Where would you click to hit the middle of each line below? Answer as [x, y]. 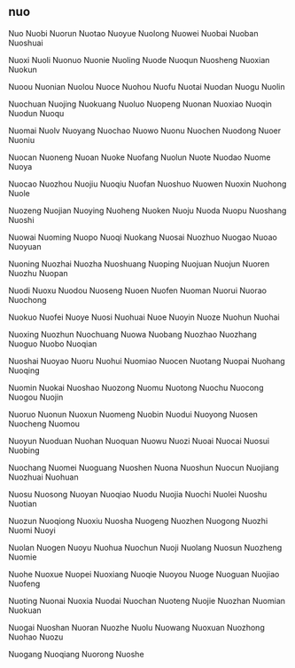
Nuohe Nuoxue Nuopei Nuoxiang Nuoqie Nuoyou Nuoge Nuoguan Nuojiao [144, 574]
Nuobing [24, 450]
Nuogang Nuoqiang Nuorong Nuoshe [76, 654]
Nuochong [27, 299]
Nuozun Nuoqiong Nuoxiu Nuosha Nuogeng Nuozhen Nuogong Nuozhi [138, 521]
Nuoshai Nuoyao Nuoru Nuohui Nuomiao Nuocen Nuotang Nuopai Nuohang [147, 361]
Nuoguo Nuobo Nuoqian [53, 344]
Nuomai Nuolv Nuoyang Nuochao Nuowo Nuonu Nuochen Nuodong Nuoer [144, 131]
